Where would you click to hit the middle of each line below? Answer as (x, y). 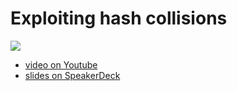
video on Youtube (61, 64)
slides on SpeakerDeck (72, 75)
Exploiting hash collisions (119, 18)
